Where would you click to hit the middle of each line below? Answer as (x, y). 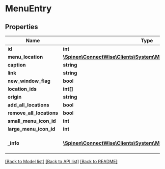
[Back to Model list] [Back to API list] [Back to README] (61, 161)
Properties (22, 27)
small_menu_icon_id (32, 121)
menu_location (25, 57)
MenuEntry (28, 9)
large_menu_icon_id (31, 129)
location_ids (22, 89)
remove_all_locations (33, 113)
